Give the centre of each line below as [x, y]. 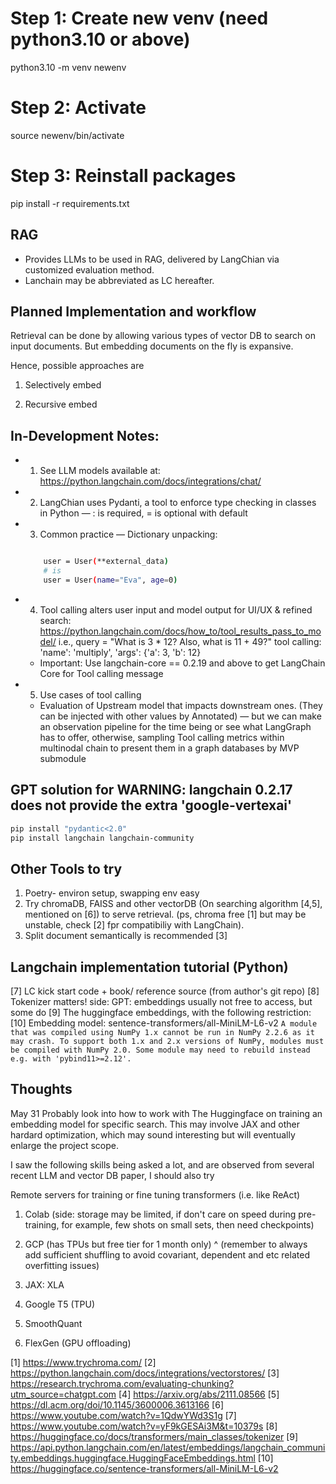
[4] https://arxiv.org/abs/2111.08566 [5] [199, 1394]
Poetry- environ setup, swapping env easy [112, 893]
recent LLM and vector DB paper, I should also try [112, 1175]
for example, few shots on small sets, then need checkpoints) [188, 1224]
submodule [63, 758]
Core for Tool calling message [101, 673]
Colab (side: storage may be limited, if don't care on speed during [160, 1214]
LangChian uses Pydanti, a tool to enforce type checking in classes [178, 503]
